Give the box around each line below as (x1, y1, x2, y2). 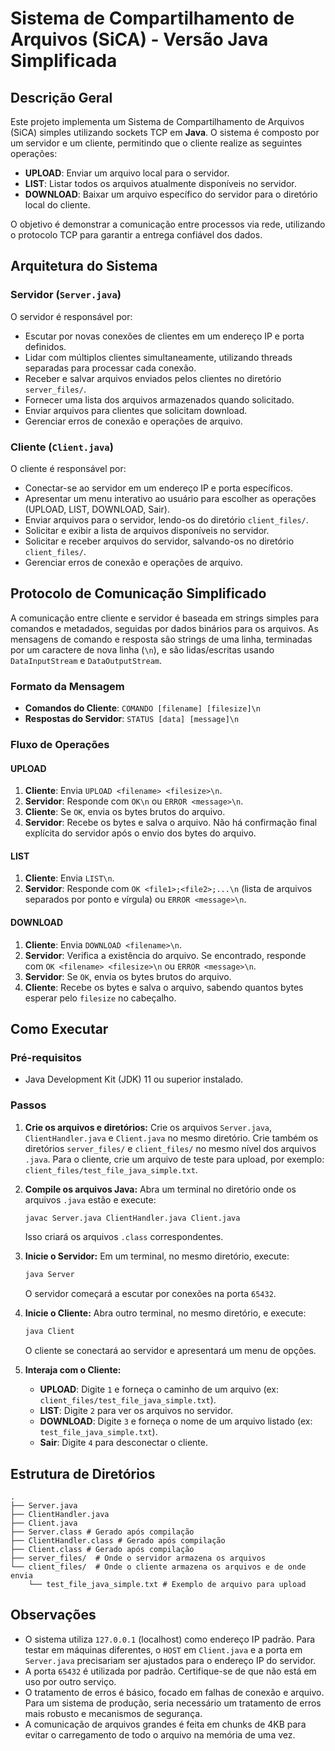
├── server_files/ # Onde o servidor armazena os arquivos (10, 1553, 267, 1564)
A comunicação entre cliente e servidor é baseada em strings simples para (10, 612, 320, 624)
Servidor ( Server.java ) (10, 288, 122, 302)
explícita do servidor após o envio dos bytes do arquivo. (24, 827, 257, 839)
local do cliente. (24, 199, 91, 211)
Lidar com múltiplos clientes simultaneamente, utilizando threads (24, 351, 293, 363)
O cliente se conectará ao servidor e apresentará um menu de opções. (24, 1345, 317, 1357)
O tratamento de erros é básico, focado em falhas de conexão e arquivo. (24, 1686, 325, 1698)
